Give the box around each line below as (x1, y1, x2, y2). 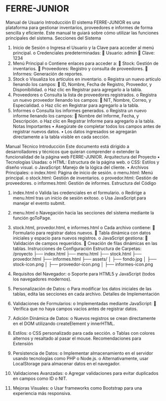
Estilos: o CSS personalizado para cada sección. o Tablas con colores (12, 330, 155, 336)
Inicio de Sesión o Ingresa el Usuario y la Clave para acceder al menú (12, 44, 154, 50)
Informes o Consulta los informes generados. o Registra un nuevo (12, 107, 147, 114)
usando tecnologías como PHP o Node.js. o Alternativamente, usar (12, 355, 149, 361)
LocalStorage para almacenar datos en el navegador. (12, 361, 121, 366)
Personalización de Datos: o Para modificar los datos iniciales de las (12, 285, 152, 291)
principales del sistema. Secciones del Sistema (5, 35, 101, 41)
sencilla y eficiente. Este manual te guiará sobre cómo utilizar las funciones (5, 30, 159, 36)
